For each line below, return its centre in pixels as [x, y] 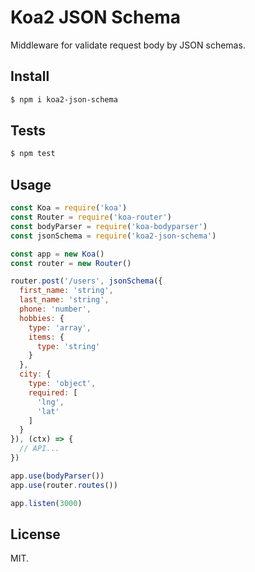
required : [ [53, 392]
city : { [35, 374]
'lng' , [50, 402]
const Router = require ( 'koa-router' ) [91, 217]
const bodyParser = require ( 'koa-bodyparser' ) [109, 226]
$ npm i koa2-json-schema [64, 99]
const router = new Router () [71, 263]
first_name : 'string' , [66, 291]
